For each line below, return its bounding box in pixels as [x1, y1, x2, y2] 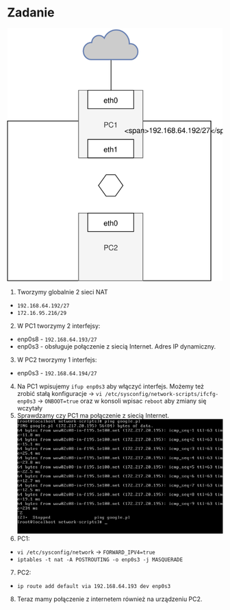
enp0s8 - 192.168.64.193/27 [16, 335, 97, 343]
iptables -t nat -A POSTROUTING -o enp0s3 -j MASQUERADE [16, 556, 183, 563]
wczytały [16, 403, 43, 412]
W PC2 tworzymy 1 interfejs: [16, 355, 97, 364]
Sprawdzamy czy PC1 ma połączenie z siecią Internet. [16, 411, 170, 419]
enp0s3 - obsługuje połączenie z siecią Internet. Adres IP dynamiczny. [16, 342, 216, 351]
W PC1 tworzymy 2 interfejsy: [16, 321, 101, 330]
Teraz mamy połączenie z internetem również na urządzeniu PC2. [16, 595, 203, 603]
